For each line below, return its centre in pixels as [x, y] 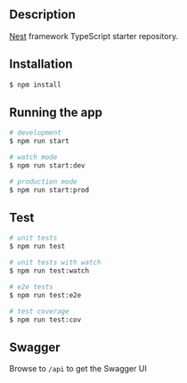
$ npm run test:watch [49, 271]
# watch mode [33, 158]
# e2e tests [31, 287]
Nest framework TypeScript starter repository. [94, 36]
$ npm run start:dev [48, 165]
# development [36, 133]
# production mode [43, 182]
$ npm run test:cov [45, 320]
